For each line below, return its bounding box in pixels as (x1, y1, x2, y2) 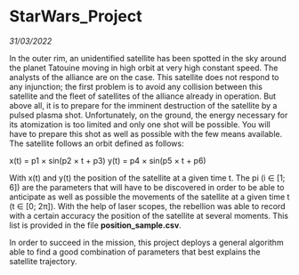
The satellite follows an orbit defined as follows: (9, 138, 184, 149)
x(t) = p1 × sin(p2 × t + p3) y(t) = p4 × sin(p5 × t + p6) (9, 155, 206, 166)
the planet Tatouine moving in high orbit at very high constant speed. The (9, 62, 279, 73)
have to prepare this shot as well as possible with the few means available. (9, 128, 283, 139)
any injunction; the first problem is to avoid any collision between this (9, 81, 263, 92)
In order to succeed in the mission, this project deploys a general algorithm (9, 237, 284, 247)
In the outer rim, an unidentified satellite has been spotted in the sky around (9, 53, 287, 63)
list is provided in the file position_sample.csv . (9, 220, 182, 231)
